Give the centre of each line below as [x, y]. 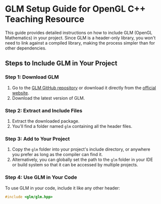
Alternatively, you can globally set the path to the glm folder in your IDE [82, 160]
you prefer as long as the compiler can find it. [57, 155]
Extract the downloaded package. [46, 121]
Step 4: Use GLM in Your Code [41, 177]
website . [21, 93]
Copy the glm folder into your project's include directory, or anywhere [81, 149]
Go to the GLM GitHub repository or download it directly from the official [84, 88]
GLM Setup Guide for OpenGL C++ [75, 9]
